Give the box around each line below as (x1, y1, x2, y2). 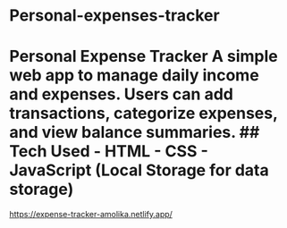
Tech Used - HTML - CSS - (9, 141, 208, 162)
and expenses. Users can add (9, 84, 234, 105)
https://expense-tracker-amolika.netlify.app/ (9, 209, 173, 220)
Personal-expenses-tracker (9, 5, 221, 26)
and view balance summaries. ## (9, 122, 260, 143)
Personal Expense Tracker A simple (9, 46, 279, 67)
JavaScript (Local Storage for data (9, 160, 270, 181)
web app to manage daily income (9, 65, 259, 86)
